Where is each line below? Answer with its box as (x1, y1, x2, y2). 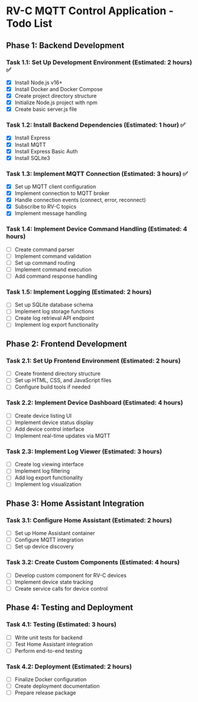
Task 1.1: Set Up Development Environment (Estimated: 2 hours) (6, 58, 192, 66)
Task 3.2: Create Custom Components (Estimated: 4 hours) (6, 558, 180, 566)
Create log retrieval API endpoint (14, 315, 95, 322)
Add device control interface (14, 425, 85, 432)
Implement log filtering (14, 467, 70, 475)
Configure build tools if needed (14, 383, 90, 390)
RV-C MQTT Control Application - (6, 4, 174, 18)
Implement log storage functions (14, 308, 95, 315)
